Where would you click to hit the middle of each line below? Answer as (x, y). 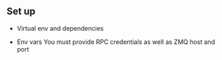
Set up (21, 12)
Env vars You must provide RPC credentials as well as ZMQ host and (116, 42)
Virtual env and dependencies (60, 28)
